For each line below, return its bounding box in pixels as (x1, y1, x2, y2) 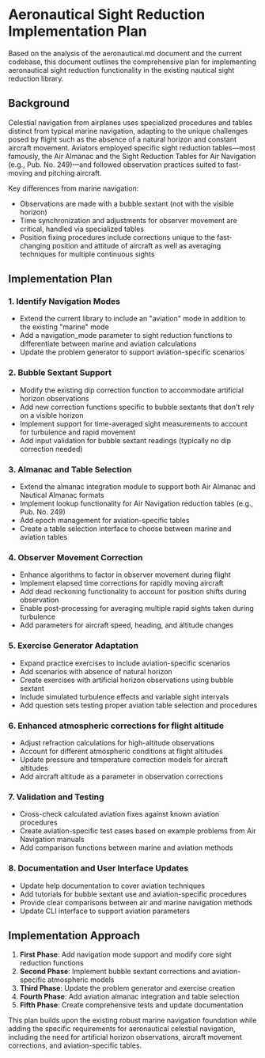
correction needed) (19, 444, 83, 453)
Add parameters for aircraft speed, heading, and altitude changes (19, 620, 234, 630)
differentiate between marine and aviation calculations (19, 339, 197, 349)
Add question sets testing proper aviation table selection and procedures (19, 700, 258, 710)
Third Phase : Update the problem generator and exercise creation (19, 984, 236, 993)
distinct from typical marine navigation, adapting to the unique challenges (8, 126, 248, 135)
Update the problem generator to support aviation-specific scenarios (19, 347, 245, 357)
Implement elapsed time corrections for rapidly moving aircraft (19, 578, 224, 588)
